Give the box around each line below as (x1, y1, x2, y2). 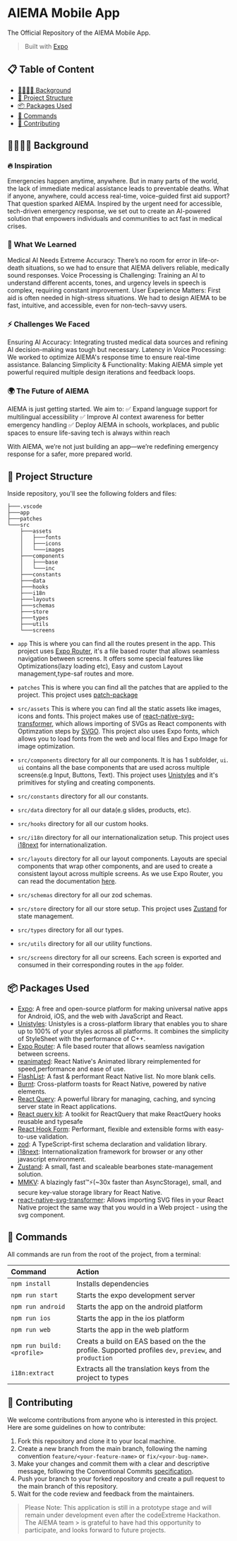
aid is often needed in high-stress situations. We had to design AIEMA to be (7, 293, 227, 302)
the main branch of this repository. (17, 1482, 119, 1490)
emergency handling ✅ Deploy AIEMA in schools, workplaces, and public (7, 421, 220, 429)
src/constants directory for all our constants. (17, 792, 149, 801)
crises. (7, 222, 27, 231)
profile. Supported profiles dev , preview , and (76, 1345, 222, 1355)
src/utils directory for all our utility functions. (17, 940, 152, 948)
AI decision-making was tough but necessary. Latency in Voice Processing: (7, 346, 226, 354)
